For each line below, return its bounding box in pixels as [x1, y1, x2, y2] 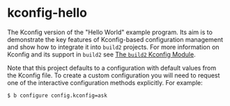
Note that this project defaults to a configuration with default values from [7, 63, 217, 72]
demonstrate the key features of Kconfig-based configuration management [7, 35, 223, 43]
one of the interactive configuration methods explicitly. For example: [7, 78, 204, 86]
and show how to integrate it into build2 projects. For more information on [7, 43, 220, 51]
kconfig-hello [7, 5, 87, 21]
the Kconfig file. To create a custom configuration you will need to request [7, 71, 220, 79]
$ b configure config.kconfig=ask [7, 92, 108, 99]
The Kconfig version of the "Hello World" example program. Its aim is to [7, 28, 213, 36]
